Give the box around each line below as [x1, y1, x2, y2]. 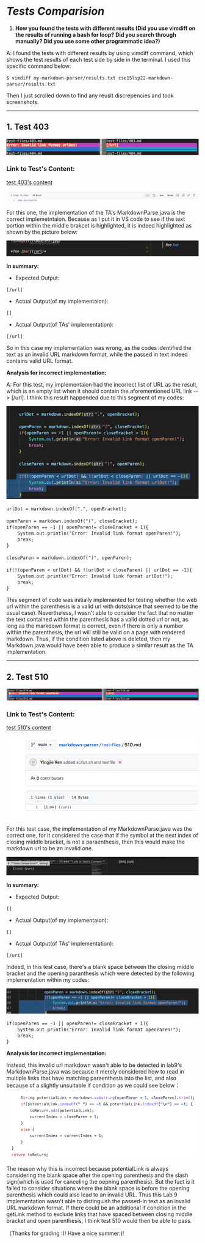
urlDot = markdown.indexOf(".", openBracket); [6, 506, 127, 512]
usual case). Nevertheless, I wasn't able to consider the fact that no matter [6, 609, 194, 617]
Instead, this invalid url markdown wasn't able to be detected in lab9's [6, 1061, 182, 1069]
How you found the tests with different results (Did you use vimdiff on [15, 24, 196, 32]
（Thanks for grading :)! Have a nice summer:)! [6, 1230, 124, 1237]
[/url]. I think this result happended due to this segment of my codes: [11, 394, 184, 401]
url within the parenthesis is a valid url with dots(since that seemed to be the [6, 603, 198, 610]
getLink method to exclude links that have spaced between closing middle [6, 1211, 193, 1218]
